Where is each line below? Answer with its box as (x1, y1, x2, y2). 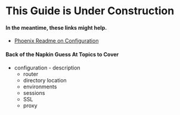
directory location (23, 76, 67, 84)
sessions (23, 89, 45, 96)
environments (23, 83, 57, 90)
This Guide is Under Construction (5, 4, 175, 18)
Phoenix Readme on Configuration (14, 37, 99, 44)
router (23, 70, 39, 78)
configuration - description (14, 64, 81, 71)
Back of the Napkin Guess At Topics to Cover (5, 50, 119, 57)
